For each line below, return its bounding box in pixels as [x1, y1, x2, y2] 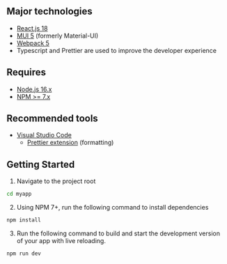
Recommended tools [6, 113, 98, 125]
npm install [6, 217, 41, 224]
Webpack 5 [16, 38, 50, 47]
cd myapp [6, 191, 32, 198]
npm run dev [6, 250, 41, 257]
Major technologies [6, 6, 93, 17]
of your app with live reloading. [16, 237, 106, 244]
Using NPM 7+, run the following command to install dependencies [16, 203, 209, 212]
